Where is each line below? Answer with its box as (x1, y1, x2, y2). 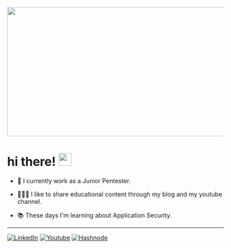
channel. (16, 197, 43, 205)
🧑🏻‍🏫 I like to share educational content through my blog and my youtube (16, 189, 223, 198)
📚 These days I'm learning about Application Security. (16, 211, 172, 219)
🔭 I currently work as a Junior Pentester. (16, 176, 131, 185)
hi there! (7, 154, 56, 169)
